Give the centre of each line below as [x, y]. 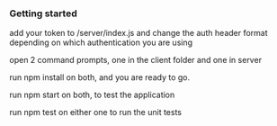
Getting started [44, 13]
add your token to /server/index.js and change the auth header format [138, 33]
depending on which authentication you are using [101, 42]
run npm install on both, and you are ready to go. [100, 77]
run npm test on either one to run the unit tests [96, 112]
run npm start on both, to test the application [92, 95]
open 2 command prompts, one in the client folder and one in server [136, 60]
